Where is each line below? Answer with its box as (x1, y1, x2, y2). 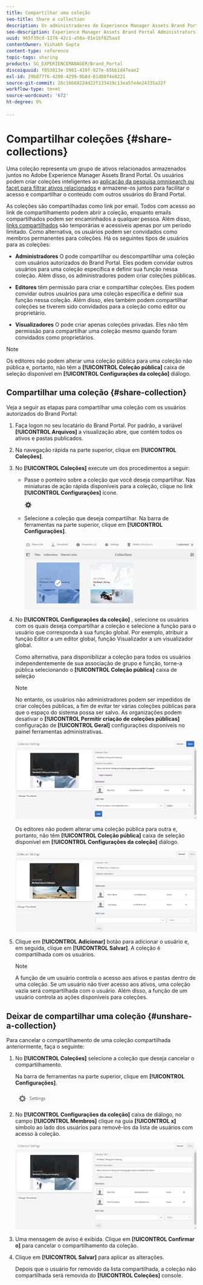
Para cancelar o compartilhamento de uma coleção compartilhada (6, 1037, 171, 1044)
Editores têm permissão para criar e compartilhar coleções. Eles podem (14, 283, 195, 291)
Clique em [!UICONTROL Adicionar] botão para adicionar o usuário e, (14, 938, 189, 945)
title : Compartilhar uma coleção (6, 10, 91, 16)
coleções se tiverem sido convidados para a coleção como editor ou (14, 303, 185, 310)
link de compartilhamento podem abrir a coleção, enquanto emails (6, 208, 172, 216)
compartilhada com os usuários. (14, 951, 95, 958)
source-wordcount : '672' (6, 92, 69, 99)
